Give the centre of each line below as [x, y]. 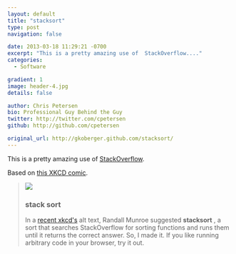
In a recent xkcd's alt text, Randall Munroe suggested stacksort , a [123, 220]
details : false [30, 93]
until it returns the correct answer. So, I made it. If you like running [122, 235]
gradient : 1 [25, 79]
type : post [24, 27]
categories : [25, 60]
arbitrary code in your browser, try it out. [84, 243]
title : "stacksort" [36, 21]
